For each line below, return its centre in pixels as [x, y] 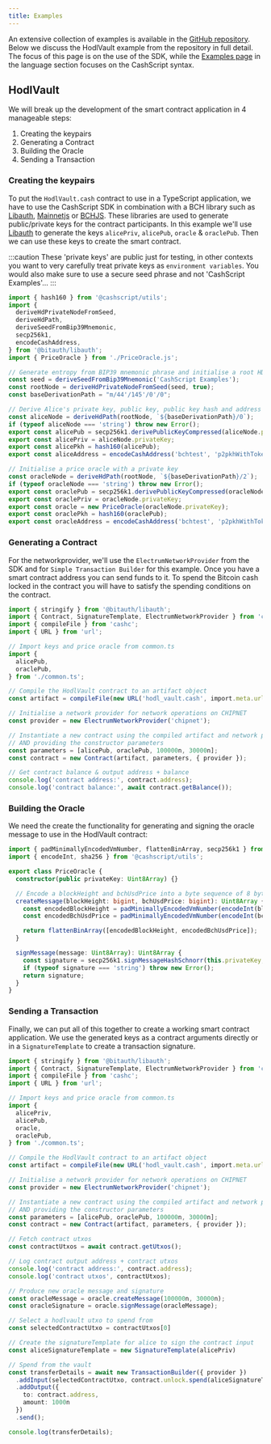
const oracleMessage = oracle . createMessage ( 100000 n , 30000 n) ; [117, 1298]
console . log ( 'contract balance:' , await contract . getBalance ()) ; [120, 788]
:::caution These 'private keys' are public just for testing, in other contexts [131, 256]
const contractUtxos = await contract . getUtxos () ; [95, 1247]
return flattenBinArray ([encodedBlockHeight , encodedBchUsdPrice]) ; [140, 931]
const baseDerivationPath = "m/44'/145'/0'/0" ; [90, 395]
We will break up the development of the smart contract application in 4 [127, 109]
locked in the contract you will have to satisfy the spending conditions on [130, 586]
